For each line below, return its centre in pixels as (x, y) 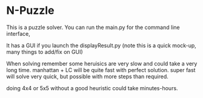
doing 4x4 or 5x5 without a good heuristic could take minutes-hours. (92, 88)
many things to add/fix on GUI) (45, 51)
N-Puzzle (30, 11)
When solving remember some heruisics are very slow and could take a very (102, 64)
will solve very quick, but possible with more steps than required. (87, 76)
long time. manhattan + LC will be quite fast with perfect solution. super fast (101, 70)
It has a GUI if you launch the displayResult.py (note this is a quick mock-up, (101, 45)
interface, (18, 33)
